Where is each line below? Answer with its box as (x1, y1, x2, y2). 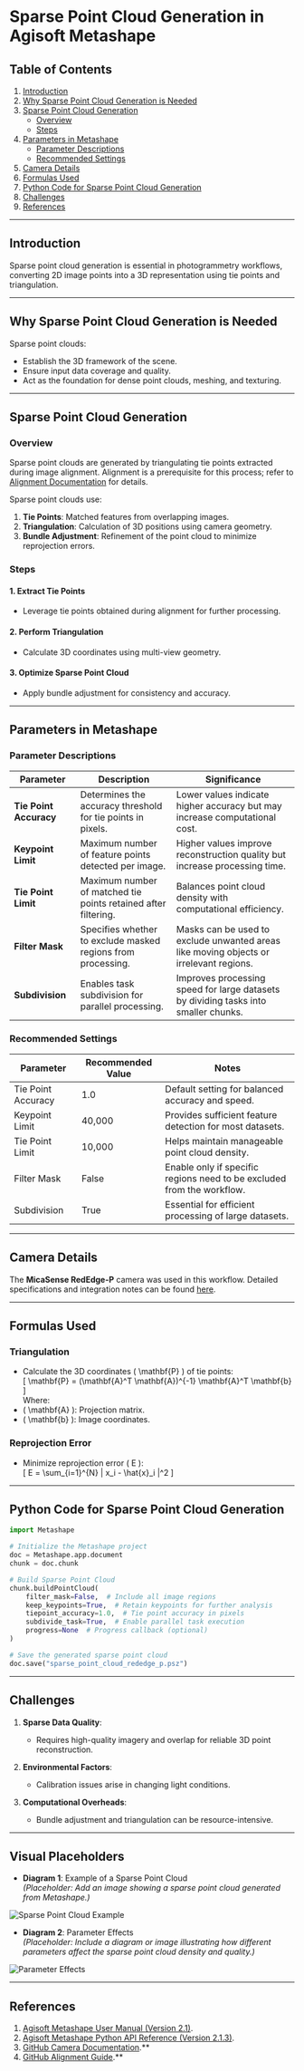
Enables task (80, 977, 135, 989)
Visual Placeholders (9, 1848, 125, 1864)
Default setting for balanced (165, 1083, 284, 1095)
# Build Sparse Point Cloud (9, 1575, 116, 1585)
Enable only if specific (165, 1161, 260, 1173)
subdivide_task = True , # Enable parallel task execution (25, 1617, 245, 1627)
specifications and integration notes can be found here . (9, 1284, 216, 1295)
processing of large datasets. (165, 1209, 290, 1222)
